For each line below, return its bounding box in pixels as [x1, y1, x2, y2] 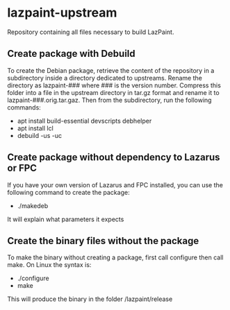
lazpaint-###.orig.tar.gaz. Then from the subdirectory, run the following [7, 96, 212, 104]
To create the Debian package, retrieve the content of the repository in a [7, 66, 215, 74]
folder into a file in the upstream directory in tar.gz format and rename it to [7, 88, 220, 96]
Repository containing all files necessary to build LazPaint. [7, 28, 174, 36]
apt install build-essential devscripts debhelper [17, 117, 152, 125]
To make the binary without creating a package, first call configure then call [7, 253, 224, 261]
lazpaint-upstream [7, 5, 117, 21]
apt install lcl [17, 123, 54, 132]
